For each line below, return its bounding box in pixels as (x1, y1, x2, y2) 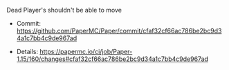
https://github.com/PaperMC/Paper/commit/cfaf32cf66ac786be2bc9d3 (16, 27, 222, 35)
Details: (16, 48, 39, 55)
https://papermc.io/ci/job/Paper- (39, 48, 133, 55)
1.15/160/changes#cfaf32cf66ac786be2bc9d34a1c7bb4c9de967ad (16, 55, 209, 63)
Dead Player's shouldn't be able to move (6, 6, 122, 14)
